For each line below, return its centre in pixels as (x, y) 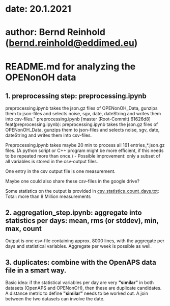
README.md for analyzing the (70, 66)
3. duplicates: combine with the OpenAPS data (81, 262)
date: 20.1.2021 (38, 9)
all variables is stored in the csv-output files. (52, 162)
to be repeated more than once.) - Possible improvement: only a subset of (83, 156)
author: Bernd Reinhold (55, 32)
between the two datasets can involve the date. (55, 299)
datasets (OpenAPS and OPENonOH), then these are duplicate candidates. (83, 288)
